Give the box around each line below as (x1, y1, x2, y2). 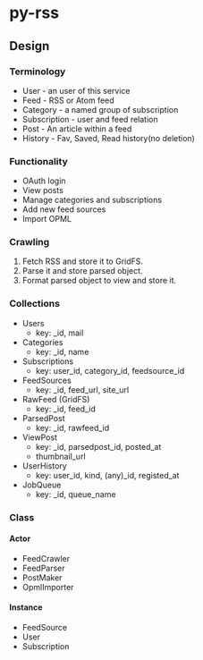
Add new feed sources (21, 204, 106, 215)
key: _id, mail (35, 327, 84, 338)
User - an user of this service (21, 85, 131, 96)
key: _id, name (35, 346, 89, 357)
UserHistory (21, 460, 67, 471)
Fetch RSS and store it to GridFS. (21, 256, 144, 267)
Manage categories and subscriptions (21, 195, 163, 206)
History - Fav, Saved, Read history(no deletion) (21, 132, 195, 143)
